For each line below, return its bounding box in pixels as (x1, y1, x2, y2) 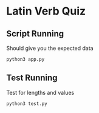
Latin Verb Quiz (6, 4, 86, 18)
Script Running (6, 29, 64, 39)
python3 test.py (6, 100, 47, 107)
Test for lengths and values (6, 89, 75, 96)
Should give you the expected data (6, 44, 94, 52)
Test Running (6, 73, 58, 83)
